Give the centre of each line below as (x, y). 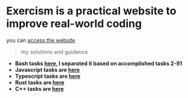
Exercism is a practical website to (91, 11)
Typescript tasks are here (48, 76)
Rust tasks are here (40, 82)
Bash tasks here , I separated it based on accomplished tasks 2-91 (99, 63)
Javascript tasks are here (47, 69)
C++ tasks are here (39, 88)
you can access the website (41, 40)
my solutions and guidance (54, 51)
